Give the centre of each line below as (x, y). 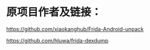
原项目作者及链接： (54, 12)
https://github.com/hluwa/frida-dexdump (57, 40)
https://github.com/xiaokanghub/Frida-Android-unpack (75, 29)
